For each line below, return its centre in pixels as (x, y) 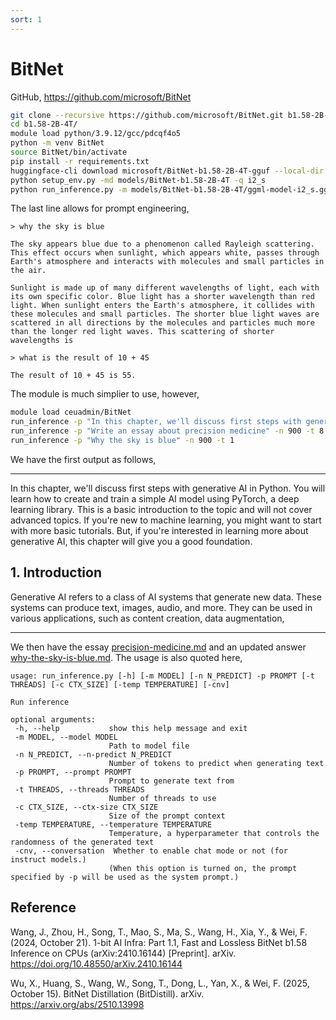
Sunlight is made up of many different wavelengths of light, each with (165, 288)
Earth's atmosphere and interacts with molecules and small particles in (167, 262)
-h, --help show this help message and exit (131, 728)
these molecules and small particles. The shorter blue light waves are (165, 314)
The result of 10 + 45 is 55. (73, 376)
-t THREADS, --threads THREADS (79, 789)
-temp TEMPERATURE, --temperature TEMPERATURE (113, 824)
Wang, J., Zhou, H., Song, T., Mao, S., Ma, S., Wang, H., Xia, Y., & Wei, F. (159, 932)
